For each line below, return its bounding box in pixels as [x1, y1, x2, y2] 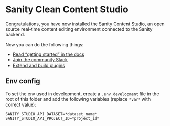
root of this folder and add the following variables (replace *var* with [5, 96, 151, 102]
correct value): [5, 101, 37, 108]
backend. [5, 31, 25, 37]
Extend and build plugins [12, 62, 66, 68]
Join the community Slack [12, 56, 68, 62]
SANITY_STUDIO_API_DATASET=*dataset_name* [5, 111, 97, 116]
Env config [5, 77, 40, 86]
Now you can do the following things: [5, 41, 84, 47]
